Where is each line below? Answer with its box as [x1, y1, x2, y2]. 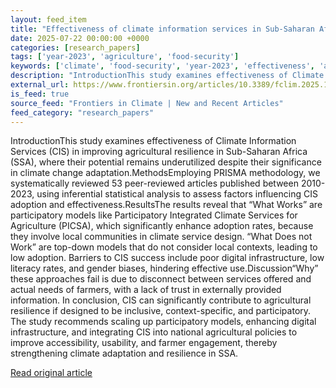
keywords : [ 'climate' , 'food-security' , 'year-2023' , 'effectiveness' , [10, 61, 315, 71]
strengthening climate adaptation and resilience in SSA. [10, 347, 239, 360]
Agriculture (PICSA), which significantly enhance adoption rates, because [10, 220, 314, 232]
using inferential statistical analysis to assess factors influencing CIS [36, 188, 318, 200]
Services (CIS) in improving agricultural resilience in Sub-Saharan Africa [10, 146, 308, 158]
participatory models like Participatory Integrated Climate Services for [10, 209, 298, 221]
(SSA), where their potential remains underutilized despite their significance [10, 156, 322, 168]
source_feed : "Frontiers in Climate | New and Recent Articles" [10, 98, 284, 108]
